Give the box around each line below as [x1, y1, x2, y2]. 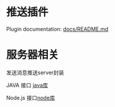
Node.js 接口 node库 [6, 94, 55, 101]
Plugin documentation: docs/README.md [6, 25, 109, 33]
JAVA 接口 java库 [6, 81, 49, 89]
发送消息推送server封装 [6, 69, 65, 76]
